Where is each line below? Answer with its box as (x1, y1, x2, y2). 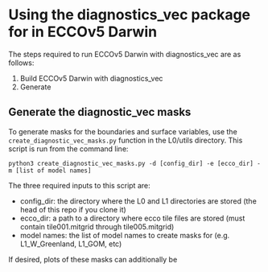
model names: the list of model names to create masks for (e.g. (19, 230, 230, 240)
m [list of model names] (8, 167, 92, 175)
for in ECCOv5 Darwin (8, 23, 158, 41)
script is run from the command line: (8, 143, 129, 154)
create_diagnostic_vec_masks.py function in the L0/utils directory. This (8, 135, 243, 145)
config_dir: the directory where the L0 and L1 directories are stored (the (19, 196, 258, 206)
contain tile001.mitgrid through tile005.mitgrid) (19, 221, 175, 231)
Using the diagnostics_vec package (8, 6, 251, 24)
